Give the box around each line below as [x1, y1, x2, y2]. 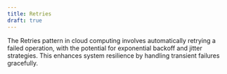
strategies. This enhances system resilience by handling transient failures [7, 51, 220, 60]
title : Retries [7, 10, 52, 18]
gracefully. [7, 58, 39, 67]
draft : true [7, 17, 42, 24]
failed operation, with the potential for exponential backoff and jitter [7, 44, 202, 52]
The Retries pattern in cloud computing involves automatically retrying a [7, 36, 216, 44]
